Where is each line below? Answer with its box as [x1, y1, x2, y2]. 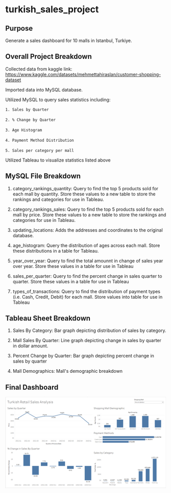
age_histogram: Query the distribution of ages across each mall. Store [12, 242, 160, 249]
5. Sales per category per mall [5, 148, 74, 153]
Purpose [5, 24, 33, 33]
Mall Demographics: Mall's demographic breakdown [12, 368, 123, 374]
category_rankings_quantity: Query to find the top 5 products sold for [12, 185, 159, 191]
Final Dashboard [5, 383, 59, 392]
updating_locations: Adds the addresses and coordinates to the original [12, 227, 163, 233]
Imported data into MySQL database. [5, 86, 83, 93]
